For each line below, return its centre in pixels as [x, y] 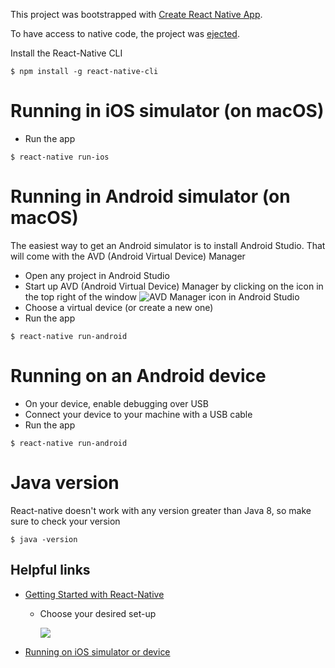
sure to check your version [65, 521]
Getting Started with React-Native [94, 594]
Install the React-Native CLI [66, 53]
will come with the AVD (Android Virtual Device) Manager [128, 256]
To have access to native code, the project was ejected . [125, 33]
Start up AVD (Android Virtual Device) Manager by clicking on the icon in [174, 286]
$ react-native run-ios [60, 157]
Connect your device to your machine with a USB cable [138, 414]
